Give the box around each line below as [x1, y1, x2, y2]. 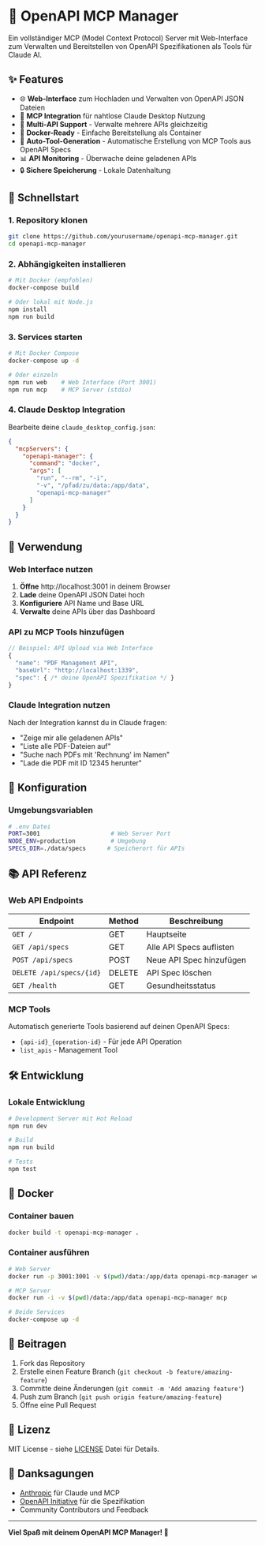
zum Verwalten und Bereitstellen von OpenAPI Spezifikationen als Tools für [8, 41, 252, 51]
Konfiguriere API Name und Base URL [19, 599, 144, 608]
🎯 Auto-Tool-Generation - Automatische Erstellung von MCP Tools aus [19, 136, 252, 145]
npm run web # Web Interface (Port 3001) [8, 378, 157, 386]
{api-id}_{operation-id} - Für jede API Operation [19, 1037, 182, 1046]
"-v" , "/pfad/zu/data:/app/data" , [36, 481, 150, 490]
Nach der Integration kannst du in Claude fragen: [8, 717, 167, 727]
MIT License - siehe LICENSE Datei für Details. [8, 1444, 160, 1453]
